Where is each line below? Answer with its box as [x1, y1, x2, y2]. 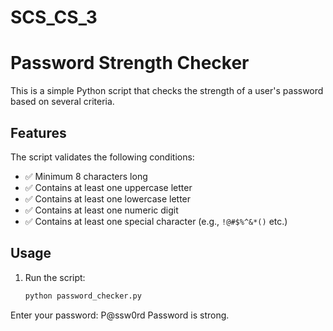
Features [10, 124, 67, 141]
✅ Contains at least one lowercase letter [24, 192, 192, 205]
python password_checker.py [24, 291, 142, 301]
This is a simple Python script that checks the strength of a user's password [10, 85, 324, 97]
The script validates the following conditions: [10, 151, 195, 163]
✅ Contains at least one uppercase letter [24, 181, 193, 193]
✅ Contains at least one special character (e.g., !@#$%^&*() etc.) [24, 215, 288, 227]
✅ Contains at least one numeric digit [24, 204, 179, 216]
